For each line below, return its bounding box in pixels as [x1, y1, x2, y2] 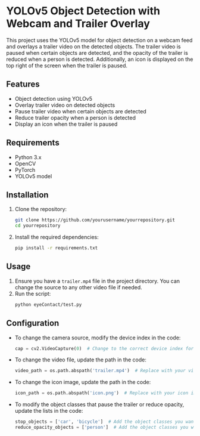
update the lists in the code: [14, 407, 83, 415]
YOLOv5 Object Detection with [6, 4, 161, 18]
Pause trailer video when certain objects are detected [14, 107, 147, 115]
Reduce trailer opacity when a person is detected [14, 114, 136, 121]
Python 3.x [14, 153, 42, 160]
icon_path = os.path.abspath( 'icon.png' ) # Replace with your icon [14, 390, 189, 396]
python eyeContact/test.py [14, 301, 82, 308]
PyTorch [14, 166, 36, 174]
